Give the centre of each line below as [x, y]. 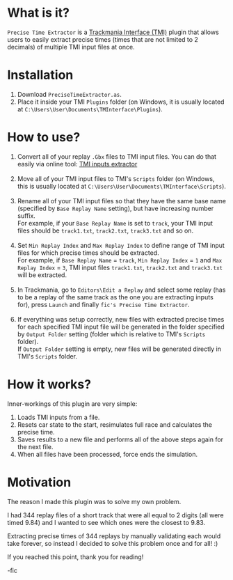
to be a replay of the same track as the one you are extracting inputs [115, 297]
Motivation [39, 482]
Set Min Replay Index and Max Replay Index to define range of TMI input [121, 245]
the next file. [35, 446]
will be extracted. [42, 275]
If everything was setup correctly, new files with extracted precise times [121, 319]
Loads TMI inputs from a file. [58, 417]
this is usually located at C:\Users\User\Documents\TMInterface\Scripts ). [121, 186]
